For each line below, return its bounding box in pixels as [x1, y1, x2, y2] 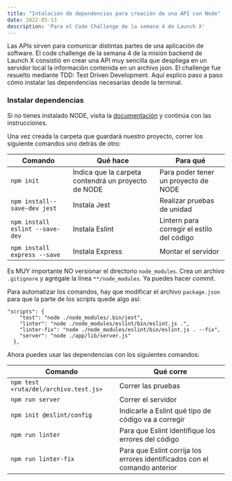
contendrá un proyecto [72, 176, 147, 185]
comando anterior [119, 462, 177, 472]
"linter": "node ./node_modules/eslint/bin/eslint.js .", [19, 320, 190, 327]
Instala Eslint [72, 224, 114, 234]
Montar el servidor [159, 246, 220, 256]
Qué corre [153, 367, 188, 376]
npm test [10, 378, 39, 386]
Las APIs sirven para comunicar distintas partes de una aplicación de [7, 42, 204, 50]
